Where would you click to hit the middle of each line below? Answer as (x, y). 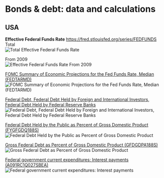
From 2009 (16, 59)
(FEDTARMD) (18, 79)
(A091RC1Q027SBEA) (27, 165)
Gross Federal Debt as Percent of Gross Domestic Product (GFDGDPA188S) (82, 145)
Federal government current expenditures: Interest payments (67, 160)
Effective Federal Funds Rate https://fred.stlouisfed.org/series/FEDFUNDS (81, 39)
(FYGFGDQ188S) (22, 130)
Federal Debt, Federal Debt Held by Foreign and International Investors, (77, 99)
